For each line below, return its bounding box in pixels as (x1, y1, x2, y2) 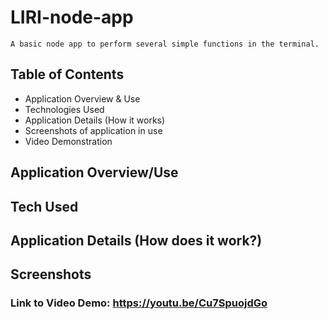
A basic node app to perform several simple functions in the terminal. (10, 39, 320, 49)
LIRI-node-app (10, 6, 134, 29)
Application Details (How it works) (24, 114, 166, 126)
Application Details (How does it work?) (10, 232, 263, 249)
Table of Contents (10, 66, 125, 83)
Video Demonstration (24, 135, 113, 147)
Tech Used (10, 198, 79, 215)
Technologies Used (24, 103, 105, 115)
